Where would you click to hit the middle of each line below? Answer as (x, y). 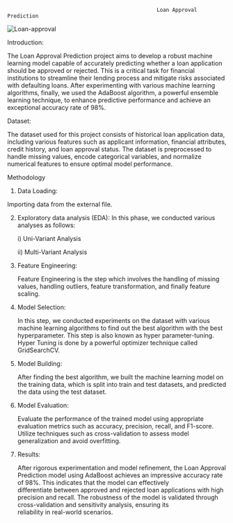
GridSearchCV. (39, 350)
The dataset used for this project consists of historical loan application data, (116, 134)
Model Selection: (41, 307)
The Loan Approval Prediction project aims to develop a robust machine (110, 56)
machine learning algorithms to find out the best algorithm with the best (120, 328)
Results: (29, 454)
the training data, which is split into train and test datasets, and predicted (122, 384)
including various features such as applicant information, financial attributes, (117, 142)
